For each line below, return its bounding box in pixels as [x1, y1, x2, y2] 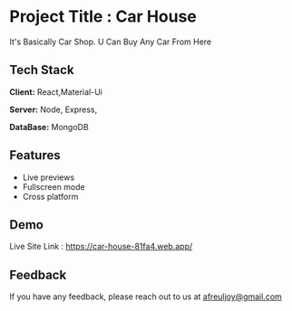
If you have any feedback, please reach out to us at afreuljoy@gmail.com [9, 291, 283, 302]
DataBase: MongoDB [9, 121, 89, 132]
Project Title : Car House [9, 6, 198, 27]
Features [9, 147, 61, 164]
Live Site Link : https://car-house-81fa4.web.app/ [9, 241, 193, 252]
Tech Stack [9, 62, 74, 78]
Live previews [22, 172, 75, 183]
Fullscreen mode [22, 181, 86, 192]
